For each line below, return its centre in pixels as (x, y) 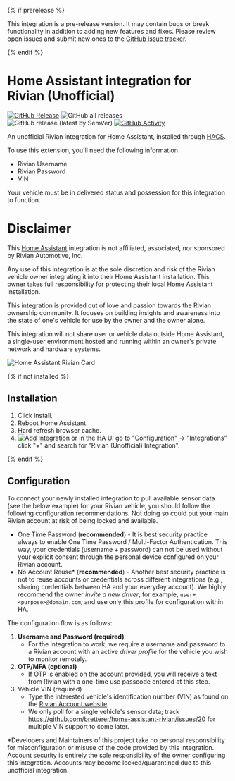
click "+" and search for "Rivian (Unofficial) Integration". (99, 445)
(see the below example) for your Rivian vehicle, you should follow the (109, 505)
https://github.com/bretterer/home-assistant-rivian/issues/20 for (122, 719)
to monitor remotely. (57, 659)
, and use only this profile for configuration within (152, 601)
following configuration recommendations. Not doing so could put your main (118, 513)
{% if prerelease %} (36, 10)
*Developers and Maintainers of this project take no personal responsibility (116, 740)
